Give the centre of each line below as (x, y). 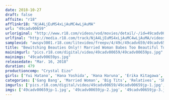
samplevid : (17, 43)
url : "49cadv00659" (26, 29)
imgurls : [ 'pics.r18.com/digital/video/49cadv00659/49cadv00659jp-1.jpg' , (85, 85)
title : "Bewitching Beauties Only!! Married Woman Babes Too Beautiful (82, 47)
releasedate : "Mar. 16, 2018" (37, 62)
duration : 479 (20, 66)
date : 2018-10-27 (23, 10)
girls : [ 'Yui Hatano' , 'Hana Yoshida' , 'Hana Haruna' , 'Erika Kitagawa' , (84, 76)
